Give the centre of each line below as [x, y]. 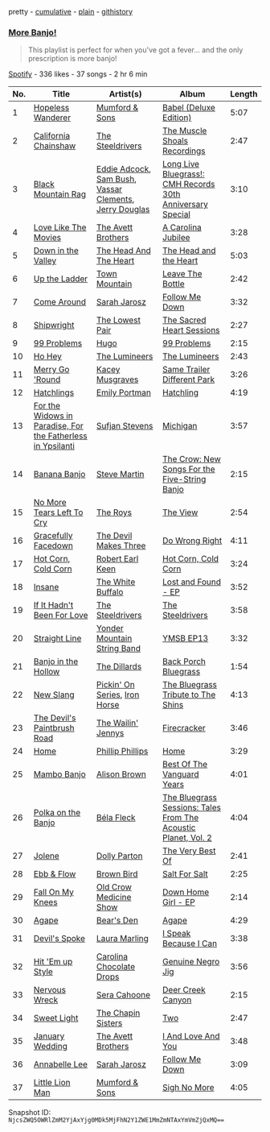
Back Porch [184, 661]
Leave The [182, 274]
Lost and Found [192, 582]
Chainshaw [55, 146]
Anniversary [185, 205]
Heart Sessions [191, 330]
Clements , [115, 199]
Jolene [47, 856]
